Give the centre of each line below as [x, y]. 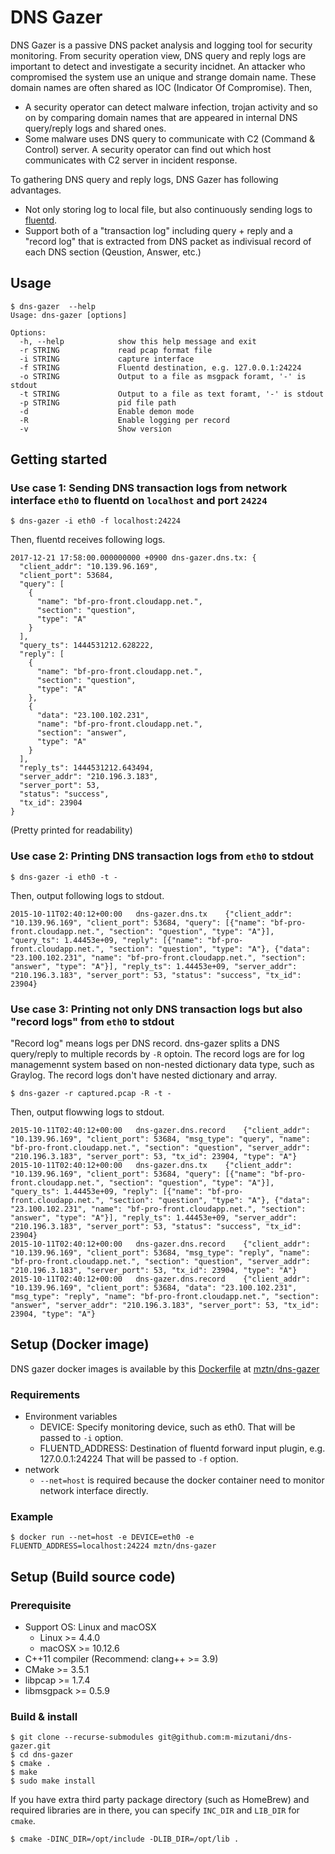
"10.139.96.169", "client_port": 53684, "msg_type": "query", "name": [160, 1139]
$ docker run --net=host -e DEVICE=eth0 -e [102, 1537]
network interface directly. [94, 1491]
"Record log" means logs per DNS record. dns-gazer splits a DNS [145, 1043]
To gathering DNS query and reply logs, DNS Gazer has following [144, 179]
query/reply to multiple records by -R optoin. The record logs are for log [157, 1054]
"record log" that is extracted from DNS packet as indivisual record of [168, 241]
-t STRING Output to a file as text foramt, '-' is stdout [172, 394]
